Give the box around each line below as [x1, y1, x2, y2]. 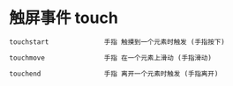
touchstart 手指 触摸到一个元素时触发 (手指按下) [9, 37, 225, 47]
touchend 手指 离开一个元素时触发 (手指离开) [9, 69, 219, 78]
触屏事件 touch [9, 8, 119, 28]
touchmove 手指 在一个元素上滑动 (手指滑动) [9, 54, 212, 62]
